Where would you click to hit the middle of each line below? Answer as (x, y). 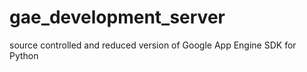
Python (24, 55)
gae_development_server (117, 17)
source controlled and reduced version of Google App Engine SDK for (153, 45)
